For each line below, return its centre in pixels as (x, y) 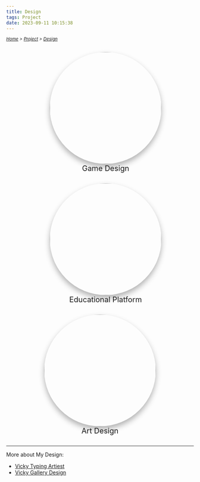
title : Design (24, 12)
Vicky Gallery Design (40, 472)
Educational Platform (106, 300)
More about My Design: (35, 455)
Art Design (100, 431)
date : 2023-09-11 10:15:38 (40, 23)
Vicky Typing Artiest (40, 466)
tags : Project (24, 17)
